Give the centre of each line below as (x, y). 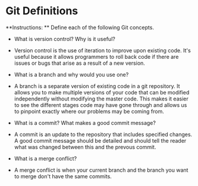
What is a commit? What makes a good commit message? (85, 122)
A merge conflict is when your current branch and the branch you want (101, 170)
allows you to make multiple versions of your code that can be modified (102, 92)
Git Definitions (42, 11)
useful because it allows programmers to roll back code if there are (96, 56)
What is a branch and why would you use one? (71, 74)
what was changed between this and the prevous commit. (85, 147)
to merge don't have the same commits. (63, 176)
